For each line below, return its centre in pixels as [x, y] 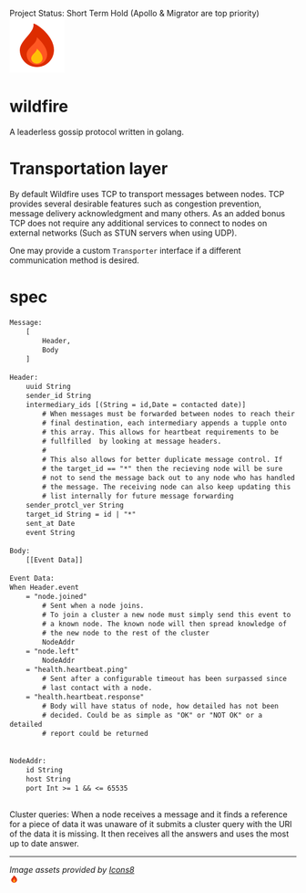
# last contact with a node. [97, 688]
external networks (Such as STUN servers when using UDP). [123, 233]
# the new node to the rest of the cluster [126, 633]
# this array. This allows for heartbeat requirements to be [161, 432]
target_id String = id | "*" [81, 514]
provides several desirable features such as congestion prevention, [136, 204]
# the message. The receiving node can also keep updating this [167, 487]
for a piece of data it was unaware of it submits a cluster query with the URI [151, 824]
